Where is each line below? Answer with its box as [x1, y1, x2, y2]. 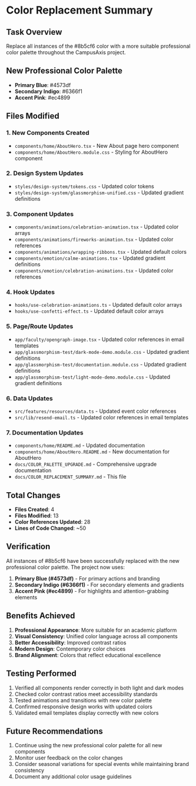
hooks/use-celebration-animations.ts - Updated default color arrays [14, 301, 182, 309]
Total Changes [6, 490, 61, 500]
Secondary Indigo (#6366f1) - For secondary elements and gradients [14, 581, 184, 588]
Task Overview [6, 27, 62, 37]
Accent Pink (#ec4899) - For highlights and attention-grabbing [14, 587, 169, 595]
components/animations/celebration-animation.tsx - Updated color [14, 223, 179, 230]
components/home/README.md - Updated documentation [14, 442, 145, 449]
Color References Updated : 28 [14, 519, 91, 526]
